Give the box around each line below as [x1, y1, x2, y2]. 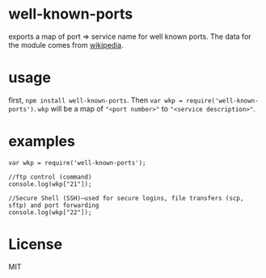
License [8, 235, 63, 253]
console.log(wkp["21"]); [8, 179, 92, 188]
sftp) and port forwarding [8, 201, 99, 209]
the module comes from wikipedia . [8, 40, 124, 49]
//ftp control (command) [8, 173, 92, 181]
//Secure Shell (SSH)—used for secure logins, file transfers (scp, [8, 194, 244, 202]
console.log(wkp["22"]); [8, 208, 92, 217]
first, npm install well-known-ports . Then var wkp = [8, 95, 184, 105]
